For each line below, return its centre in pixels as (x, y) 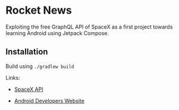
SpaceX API (29, 89)
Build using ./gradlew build (40, 66)
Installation (27, 52)
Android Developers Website (49, 100)
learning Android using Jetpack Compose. (57, 33)
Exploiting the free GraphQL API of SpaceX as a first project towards (89, 27)
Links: (13, 77)
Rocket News (39, 10)
